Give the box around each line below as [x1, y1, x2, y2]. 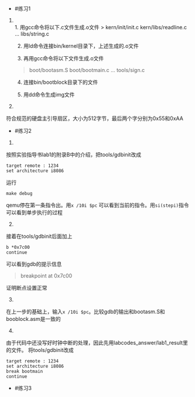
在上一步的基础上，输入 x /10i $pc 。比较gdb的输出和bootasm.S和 [6, 308, 165, 315]
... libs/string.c [14, 30, 50, 37]
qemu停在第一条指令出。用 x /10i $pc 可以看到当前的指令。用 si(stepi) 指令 [6, 201, 189, 208]
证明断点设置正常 [6, 285, 47, 291]
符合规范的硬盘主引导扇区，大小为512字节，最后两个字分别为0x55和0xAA [6, 115, 183, 122]
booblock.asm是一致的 [6, 316, 61, 322]
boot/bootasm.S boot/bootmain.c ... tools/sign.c [29, 67, 145, 73]
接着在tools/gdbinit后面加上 [6, 233, 73, 239]
